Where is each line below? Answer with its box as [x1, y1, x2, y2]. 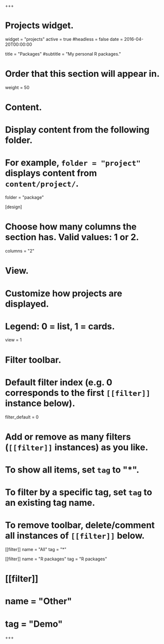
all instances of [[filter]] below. [5, 530, 145, 542]
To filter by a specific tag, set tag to [5, 487, 153, 498]
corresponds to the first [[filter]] [5, 387, 151, 398]
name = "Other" [5, 596, 72, 607]
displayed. [5, 298, 49, 309]
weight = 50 [5, 84, 30, 90]
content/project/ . [5, 178, 79, 190]
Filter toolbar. [5, 354, 62, 365]
